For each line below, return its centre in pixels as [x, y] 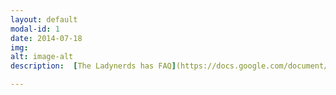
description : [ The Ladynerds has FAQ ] [93, 66]
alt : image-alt [42, 57]
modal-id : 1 [35, 29]
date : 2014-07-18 [46, 38]
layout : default [44, 19]
